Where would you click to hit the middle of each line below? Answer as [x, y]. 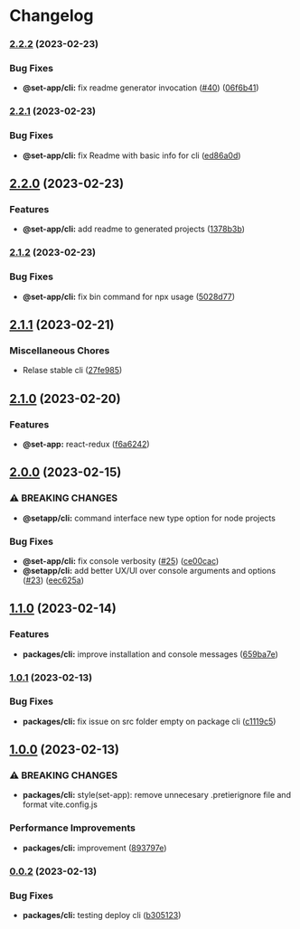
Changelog [52, 16]
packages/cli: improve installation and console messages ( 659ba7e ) [150, 654]
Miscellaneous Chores [60, 351]
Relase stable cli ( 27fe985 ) [72, 371]
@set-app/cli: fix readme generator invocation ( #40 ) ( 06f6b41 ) [141, 88]
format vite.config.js [60, 804]
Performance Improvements [73, 828]
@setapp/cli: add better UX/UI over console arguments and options [149, 570]
